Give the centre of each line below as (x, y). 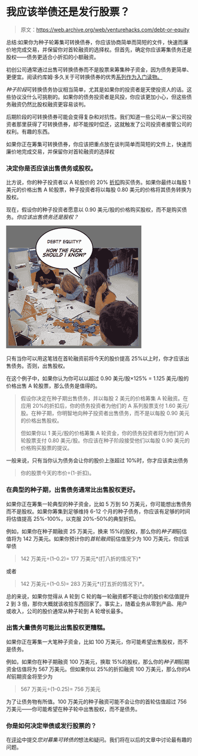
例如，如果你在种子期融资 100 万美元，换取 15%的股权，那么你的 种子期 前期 (98, 661)
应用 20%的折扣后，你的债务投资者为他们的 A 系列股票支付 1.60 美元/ (105, 406)
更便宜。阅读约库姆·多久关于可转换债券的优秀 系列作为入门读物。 (85, 77)
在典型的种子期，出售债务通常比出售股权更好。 (72, 490)
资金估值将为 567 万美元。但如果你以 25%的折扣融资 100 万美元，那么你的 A (98, 669)
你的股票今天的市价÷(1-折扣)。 (57, 473)
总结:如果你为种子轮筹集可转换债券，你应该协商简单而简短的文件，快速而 (95, 42)
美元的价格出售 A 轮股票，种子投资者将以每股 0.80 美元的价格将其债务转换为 (99, 190)
